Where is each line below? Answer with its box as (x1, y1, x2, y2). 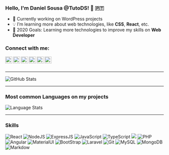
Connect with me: (5, 45, 50, 52)
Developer (12, 32, 35, 38)
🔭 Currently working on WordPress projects (12, 16, 103, 22)
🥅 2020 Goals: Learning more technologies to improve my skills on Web (12, 27, 161, 33)
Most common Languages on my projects (5, 93, 109, 100)
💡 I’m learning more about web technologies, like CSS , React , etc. (12, 21, 149, 27)
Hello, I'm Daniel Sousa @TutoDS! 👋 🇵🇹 (5, 5, 104, 12)
